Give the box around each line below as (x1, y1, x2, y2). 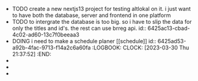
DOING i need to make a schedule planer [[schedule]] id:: (12, 38, 156, 44)
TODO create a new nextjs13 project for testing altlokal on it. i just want (12, 5, 191, 12)
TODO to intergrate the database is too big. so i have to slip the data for (12, 18, 192, 25)
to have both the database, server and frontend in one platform (12, 12, 171, 19)
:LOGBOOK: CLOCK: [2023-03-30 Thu (92, 44, 189, 51)
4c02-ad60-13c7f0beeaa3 (12, 31, 79, 38)
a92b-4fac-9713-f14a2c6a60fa (12, 44, 91, 51)
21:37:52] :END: (12, 51, 52, 57)
